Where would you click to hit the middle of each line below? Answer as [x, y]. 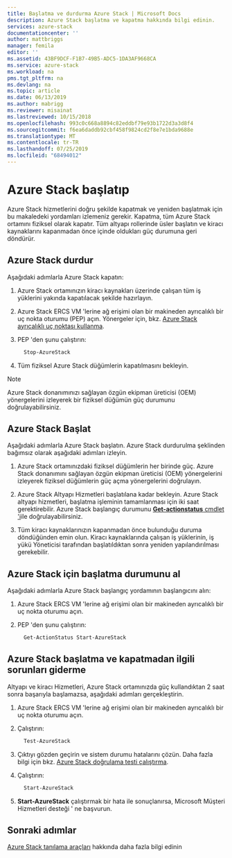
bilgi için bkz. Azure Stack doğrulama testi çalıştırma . [93, 762]
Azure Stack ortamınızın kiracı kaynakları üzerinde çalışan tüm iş [109, 290]
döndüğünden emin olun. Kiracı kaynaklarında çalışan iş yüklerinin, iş [116, 538]
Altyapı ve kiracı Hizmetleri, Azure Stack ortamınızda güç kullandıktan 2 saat [116, 687]
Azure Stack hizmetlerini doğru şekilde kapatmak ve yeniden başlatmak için [115, 209]
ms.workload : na [30, 71]
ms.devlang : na [29, 85]
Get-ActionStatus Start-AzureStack [75, 638]
